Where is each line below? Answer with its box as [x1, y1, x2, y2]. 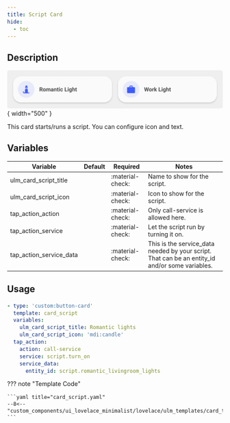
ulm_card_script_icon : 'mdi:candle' [19, 331, 125, 339]
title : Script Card [7, 11, 63, 18]
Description [7, 51, 58, 63]
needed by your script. [148, 247, 212, 255]
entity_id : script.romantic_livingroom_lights [25, 367, 161, 374]
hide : [7, 18, 23, 25]
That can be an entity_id [148, 254, 216, 263]
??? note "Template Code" [7, 380, 81, 388]
